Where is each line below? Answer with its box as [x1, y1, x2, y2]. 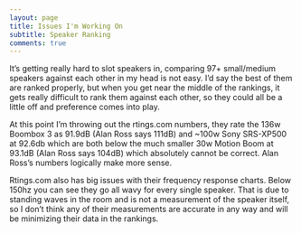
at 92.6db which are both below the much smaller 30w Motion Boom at [9, 138, 274, 149]
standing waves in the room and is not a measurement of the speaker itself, [9, 194, 290, 205]
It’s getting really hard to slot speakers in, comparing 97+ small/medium [9, 63, 277, 74]
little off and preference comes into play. [9, 101, 160, 113]
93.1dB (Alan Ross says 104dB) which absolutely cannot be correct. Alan [9, 148, 278, 159]
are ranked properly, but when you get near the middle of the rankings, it [9, 82, 280, 93]
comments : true [9, 38, 67, 48]
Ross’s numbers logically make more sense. [9, 157, 173, 168]
